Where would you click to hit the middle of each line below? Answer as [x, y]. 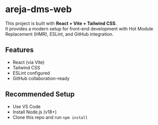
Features [19, 50]
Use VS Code [27, 106]
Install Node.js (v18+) [35, 112]
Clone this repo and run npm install [50, 117]
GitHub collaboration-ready [41, 78]
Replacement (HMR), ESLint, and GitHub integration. [59, 34]
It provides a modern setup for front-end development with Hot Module [79, 28]
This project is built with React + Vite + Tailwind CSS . [61, 23]
